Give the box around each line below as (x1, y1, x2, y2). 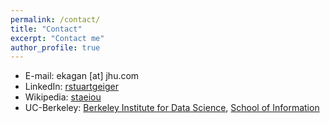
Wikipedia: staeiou (24, 91, 102, 103)
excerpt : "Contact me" (10, 33, 105, 43)
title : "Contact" (10, 24, 83, 34)
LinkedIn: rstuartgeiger (24, 81, 119, 93)
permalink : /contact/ (10, 14, 101, 25)
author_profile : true (10, 42, 101, 53)
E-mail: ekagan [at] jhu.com (24, 70, 140, 82)
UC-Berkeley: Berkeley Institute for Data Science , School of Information (24, 102, 320, 114)
